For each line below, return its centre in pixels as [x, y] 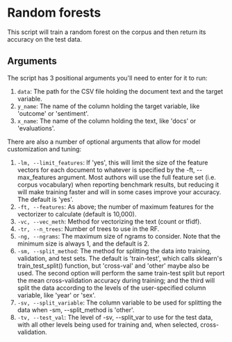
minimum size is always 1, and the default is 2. [83, 243]
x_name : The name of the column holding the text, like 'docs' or [107, 121]
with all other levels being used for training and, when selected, [108, 325]
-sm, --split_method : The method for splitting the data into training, [114, 250]
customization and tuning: [44, 149]
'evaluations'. [36, 128]
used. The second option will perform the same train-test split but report [121, 273]
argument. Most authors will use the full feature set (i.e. [137, 177]
